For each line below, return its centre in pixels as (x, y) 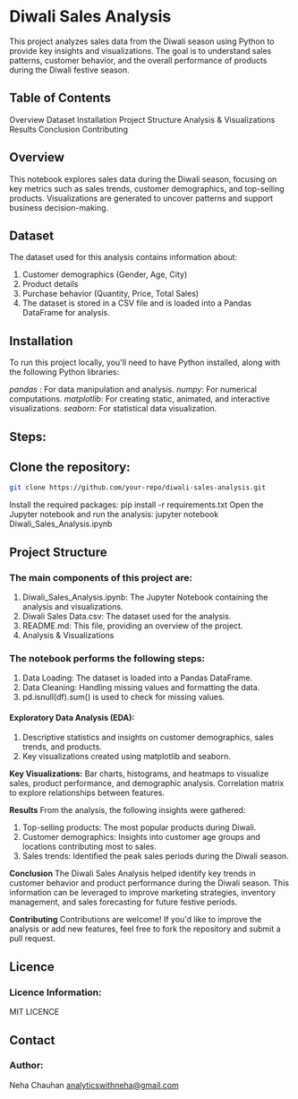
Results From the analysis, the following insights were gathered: (128, 810)
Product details (50, 284)
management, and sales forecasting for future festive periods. (123, 902)
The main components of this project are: (101, 577)
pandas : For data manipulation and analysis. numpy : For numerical (133, 389)
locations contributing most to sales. (89, 847)
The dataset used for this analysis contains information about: (123, 257)
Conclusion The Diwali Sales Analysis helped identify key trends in (133, 874)
